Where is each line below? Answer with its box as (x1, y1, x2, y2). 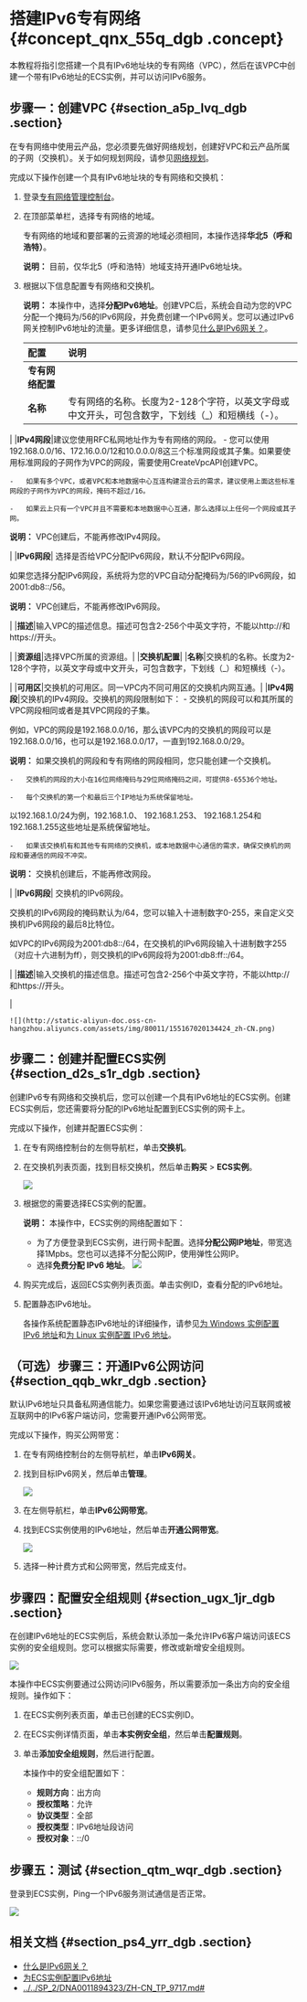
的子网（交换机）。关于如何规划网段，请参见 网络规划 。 (9, 152, 214, 163)
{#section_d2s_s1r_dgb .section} (9, 1066, 201, 1081)
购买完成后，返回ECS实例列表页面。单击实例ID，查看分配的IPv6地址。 (22, 1279, 288, 1290)
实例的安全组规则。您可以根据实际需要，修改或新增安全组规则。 (9, 1642, 249, 1653)
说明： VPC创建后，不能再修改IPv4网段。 (9, 531, 166, 542)
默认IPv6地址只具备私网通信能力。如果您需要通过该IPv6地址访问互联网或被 (9, 1399, 291, 1410)
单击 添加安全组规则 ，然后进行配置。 (22, 1748, 160, 1760)
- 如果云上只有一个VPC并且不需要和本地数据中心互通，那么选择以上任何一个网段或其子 (9, 504, 297, 513)
